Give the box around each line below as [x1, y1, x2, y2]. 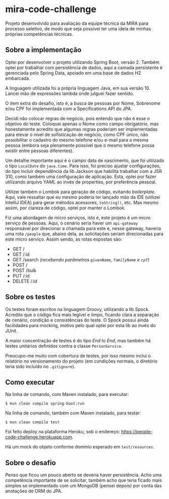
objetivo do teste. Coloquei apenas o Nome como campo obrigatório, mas [5, 120, 159, 127]
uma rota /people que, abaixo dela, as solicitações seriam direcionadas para [5, 231, 164, 237]
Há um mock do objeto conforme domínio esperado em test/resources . [5, 444, 155, 450]
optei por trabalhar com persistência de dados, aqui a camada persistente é [5, 64, 163, 70]
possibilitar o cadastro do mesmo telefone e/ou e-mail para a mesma [5, 137, 149, 143]
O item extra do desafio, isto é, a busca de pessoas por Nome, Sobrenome [5, 100, 160, 106]
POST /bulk [12, 267, 37, 274]
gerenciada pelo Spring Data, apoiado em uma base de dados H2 [5, 70, 141, 76]
